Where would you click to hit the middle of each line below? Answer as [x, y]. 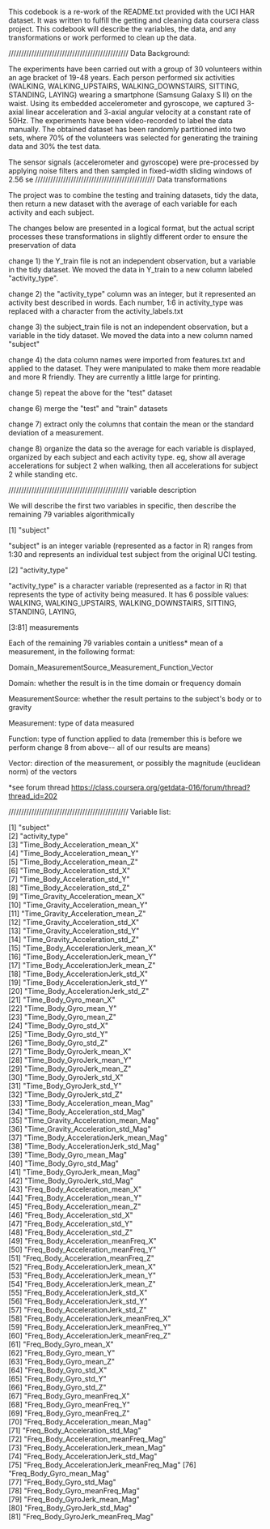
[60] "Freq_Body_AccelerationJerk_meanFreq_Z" [90, 1336]
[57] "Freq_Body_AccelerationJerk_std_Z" [78, 1310]
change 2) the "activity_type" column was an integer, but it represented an [132, 294]
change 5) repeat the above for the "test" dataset [91, 393]
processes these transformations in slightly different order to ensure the [128, 237]
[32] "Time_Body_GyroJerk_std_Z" [65, 1094]
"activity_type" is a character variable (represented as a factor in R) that [128, 586]
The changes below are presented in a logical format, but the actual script [131, 228]
